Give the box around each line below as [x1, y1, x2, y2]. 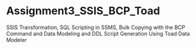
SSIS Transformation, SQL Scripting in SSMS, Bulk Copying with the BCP [6, 24, 186, 31]
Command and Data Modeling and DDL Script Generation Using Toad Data [6, 30, 190, 37]
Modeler [6, 36, 27, 43]
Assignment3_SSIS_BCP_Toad [6, 4, 161, 18]
